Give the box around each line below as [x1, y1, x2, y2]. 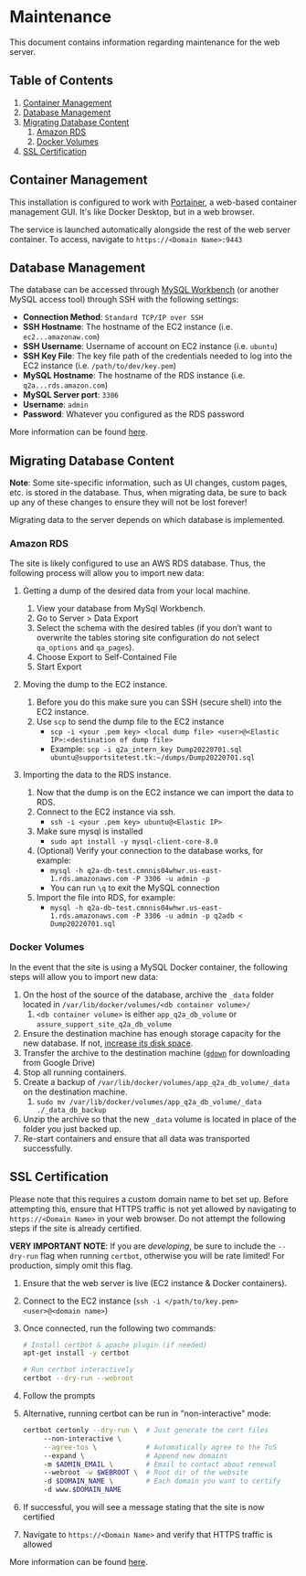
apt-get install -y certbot [22, 1348, 130, 1358]
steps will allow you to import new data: [9, 971, 158, 982]
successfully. [22, 1143, 73, 1154]
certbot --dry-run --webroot [22, 1374, 134, 1383]
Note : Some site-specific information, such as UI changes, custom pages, [9, 477, 288, 488]
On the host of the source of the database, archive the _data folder [22, 989, 274, 1000]
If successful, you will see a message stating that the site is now [22, 1502, 265, 1513]
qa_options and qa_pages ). [36, 642, 135, 653]
